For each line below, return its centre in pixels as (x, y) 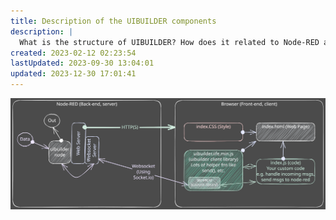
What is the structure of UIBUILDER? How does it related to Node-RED (169, 42)
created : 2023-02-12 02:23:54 (73, 53)
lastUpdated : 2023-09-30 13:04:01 (82, 63)
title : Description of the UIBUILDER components (113, 21)
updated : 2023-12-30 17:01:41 (73, 74)
